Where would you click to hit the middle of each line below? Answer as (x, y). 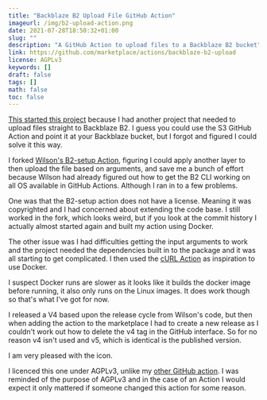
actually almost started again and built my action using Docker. (111, 227)
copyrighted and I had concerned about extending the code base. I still (124, 210)
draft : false (30, 75)
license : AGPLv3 (35, 60)
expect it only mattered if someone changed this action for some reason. (127, 388)
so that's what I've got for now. (59, 300)
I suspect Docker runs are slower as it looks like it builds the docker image (130, 282)
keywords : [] (30, 68)
